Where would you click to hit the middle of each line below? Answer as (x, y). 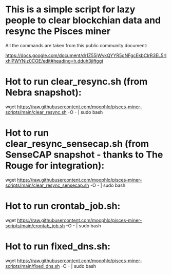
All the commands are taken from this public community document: (77, 45)
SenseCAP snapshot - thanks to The (84, 155)
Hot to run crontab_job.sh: (63, 206)
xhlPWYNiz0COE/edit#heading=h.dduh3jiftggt (54, 61)
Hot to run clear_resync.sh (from (77, 82)
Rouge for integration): (55, 166)
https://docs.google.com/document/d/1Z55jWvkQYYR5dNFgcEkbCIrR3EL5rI (86, 55)
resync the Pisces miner (58, 31)
